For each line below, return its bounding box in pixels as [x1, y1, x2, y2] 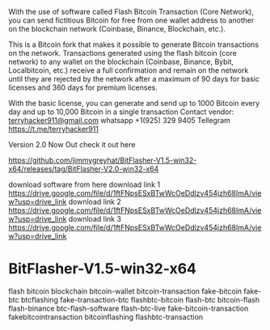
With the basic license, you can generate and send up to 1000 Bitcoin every [8, 99, 260, 108]
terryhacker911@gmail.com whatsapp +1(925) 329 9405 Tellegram [8, 116, 230, 125]
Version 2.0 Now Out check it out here [8, 140, 136, 149]
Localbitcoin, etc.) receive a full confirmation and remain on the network [8, 66, 249, 75]
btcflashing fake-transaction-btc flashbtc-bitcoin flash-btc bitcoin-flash [20, 294, 260, 304]
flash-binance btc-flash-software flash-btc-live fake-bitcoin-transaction [8, 303, 249, 313]
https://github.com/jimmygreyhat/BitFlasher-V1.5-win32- [8, 155, 197, 165]
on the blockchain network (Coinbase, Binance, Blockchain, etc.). [8, 24, 226, 33]
